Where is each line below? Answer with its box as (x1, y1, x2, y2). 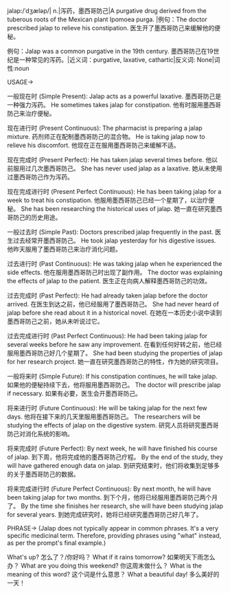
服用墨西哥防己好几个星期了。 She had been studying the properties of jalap (7, 349, 223, 357)
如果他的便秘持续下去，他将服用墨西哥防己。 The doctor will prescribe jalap (7, 381, 221, 389)
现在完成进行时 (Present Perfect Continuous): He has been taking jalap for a (7, 188, 222, 195)
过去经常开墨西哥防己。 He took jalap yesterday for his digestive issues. (12, 236, 216, 245)
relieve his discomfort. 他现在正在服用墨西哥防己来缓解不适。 (7, 141, 180, 149)
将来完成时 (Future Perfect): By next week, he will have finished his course (7, 445, 218, 452)
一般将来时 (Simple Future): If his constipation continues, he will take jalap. (7, 372, 218, 380)
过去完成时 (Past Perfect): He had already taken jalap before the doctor (7, 291, 208, 300)
